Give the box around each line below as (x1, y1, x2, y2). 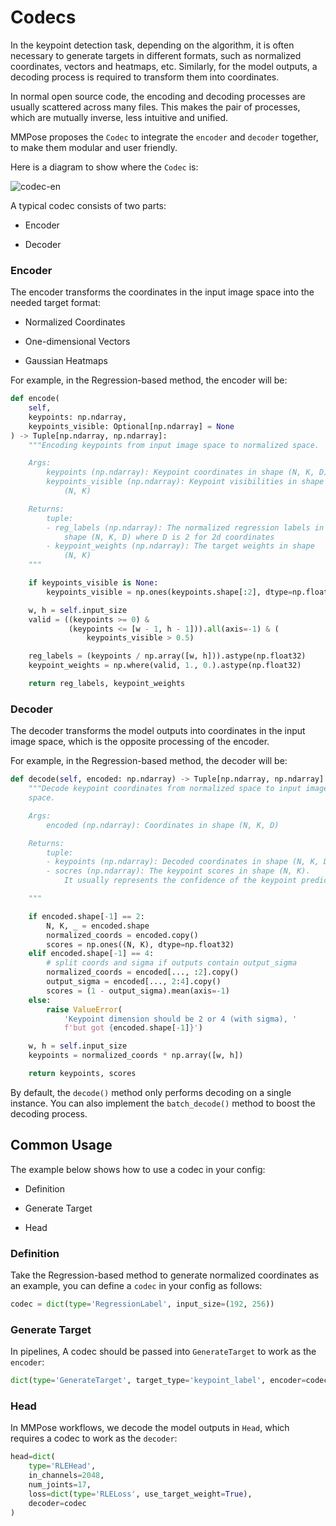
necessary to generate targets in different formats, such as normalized (10, 49, 302, 61)
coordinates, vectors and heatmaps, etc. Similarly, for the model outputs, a (10, 60, 318, 72)
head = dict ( (10, 1452, 56, 1462)
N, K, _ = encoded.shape (46, 921, 150, 931)
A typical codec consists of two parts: (10, 199, 167, 211)
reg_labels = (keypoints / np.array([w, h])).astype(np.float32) (28, 651, 307, 661)
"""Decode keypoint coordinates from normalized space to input (28, 784, 302, 794)
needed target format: (10, 297, 102, 309)
